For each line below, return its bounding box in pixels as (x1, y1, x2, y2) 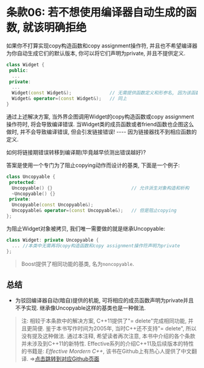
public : (8, 67, 29, 73)
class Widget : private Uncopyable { (6, 237, 99, 243)
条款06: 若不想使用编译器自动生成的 (6, 5, 186, 19)
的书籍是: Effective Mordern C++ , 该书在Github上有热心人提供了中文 (21, 347, 192, 355)
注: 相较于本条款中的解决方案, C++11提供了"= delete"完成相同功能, (21, 317, 187, 325)
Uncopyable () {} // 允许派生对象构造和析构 (12, 185, 189, 191)
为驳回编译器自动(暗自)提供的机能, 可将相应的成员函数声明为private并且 (15, 297, 194, 304)
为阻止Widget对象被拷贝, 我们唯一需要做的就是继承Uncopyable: (6, 225, 166, 232)
